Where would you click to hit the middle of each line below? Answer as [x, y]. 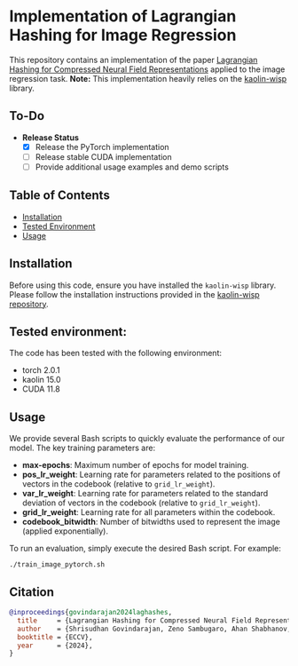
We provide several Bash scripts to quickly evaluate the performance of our [147, 439]
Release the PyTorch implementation [102, 147]
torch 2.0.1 [41, 370]
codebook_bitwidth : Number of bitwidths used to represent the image [151, 522]
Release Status [51, 137]
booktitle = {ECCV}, [55, 637]
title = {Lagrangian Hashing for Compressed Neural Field [134, 620]
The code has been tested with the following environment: [115, 353]
